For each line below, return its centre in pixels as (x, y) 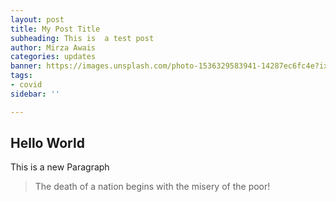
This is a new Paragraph (60, 167)
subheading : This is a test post (82, 38)
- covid (26, 85)
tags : (21, 76)
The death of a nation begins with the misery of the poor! (152, 187)
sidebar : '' (35, 94)
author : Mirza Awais (53, 47)
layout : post (37, 19)
